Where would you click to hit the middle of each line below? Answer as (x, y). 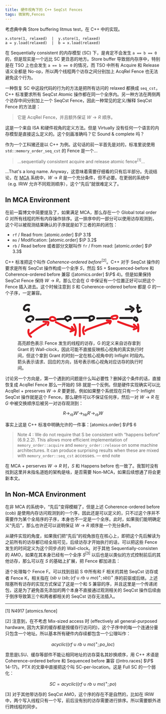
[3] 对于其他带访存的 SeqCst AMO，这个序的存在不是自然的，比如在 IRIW (80, 694)
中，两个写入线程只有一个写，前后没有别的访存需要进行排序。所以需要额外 (81, 700)
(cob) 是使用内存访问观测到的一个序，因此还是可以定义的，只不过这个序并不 (83, 513)
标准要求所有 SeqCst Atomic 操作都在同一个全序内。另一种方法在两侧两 (88, 94)
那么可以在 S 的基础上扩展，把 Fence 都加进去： (71, 561)
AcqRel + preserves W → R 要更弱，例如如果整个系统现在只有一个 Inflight (80, 391)
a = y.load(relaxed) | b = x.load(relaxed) (53, 43)
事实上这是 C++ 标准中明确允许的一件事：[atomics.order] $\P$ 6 (71, 425)
